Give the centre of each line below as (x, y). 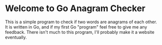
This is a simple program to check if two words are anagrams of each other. (81, 22)
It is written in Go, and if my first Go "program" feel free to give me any (76, 27)
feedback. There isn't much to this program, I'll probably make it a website (80, 32)
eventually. (16, 37)
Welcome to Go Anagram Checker (75, 8)
